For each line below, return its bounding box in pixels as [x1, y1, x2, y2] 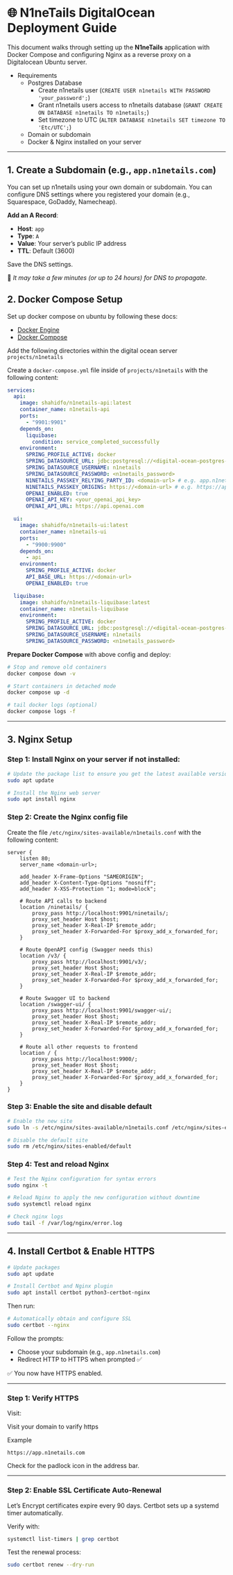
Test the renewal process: [7, 1548, 81, 1556]
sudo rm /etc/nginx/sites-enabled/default [7, 1143, 132, 1150]
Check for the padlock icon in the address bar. [7, 1462, 140, 1470]
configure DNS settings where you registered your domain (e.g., [7, 190, 191, 199]
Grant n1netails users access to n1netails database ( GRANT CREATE [37, 101, 223, 109]
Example [7, 1436, 33, 1444]
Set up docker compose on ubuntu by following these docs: [7, 312, 178, 320]
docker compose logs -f [7, 708, 76, 715]
